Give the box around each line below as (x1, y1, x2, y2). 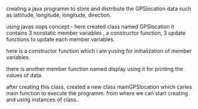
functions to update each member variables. (6, 36, 115, 43)
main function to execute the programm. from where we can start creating (6, 90, 188, 96)
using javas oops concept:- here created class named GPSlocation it (6, 23, 175, 30)
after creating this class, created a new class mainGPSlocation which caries (6, 83, 192, 90)
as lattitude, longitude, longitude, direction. (6, 11, 112, 19)
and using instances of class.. (6, 96, 79, 103)
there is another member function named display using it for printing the (6, 65, 183, 72)
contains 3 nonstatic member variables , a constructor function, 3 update (6, 29, 186, 37)
